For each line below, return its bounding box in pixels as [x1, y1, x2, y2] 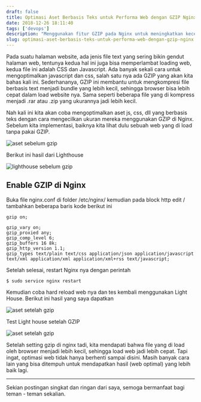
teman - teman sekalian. [6, 390, 66, 397]
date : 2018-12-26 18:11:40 [6, 20, 74, 26]
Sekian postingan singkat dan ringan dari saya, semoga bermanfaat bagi [6, 383, 185, 391]
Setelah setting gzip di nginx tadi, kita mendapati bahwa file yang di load [6, 341, 185, 348]
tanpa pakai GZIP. [6, 128, 50, 135]
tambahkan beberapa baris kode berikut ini [6, 202, 112, 209]
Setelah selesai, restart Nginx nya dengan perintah [6, 266, 131, 273]
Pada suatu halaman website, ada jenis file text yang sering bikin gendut [6, 53, 184, 60]
